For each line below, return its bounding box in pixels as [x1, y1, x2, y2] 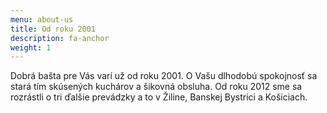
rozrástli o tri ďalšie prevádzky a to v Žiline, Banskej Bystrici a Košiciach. [10, 91, 308, 103]
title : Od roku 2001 [10, 24, 97, 34]
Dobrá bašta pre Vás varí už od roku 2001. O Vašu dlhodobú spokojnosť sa [10, 70, 318, 82]
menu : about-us [10, 14, 74, 25]
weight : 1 [10, 42, 52, 53]
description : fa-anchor [10, 33, 110, 43]
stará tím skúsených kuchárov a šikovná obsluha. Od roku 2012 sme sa [10, 81, 303, 93]
